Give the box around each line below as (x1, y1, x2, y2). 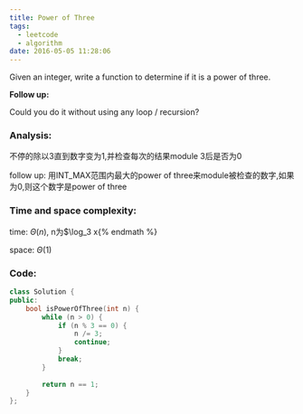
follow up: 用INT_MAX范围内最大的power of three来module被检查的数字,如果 (9, 170, 295, 181)
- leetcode (17, 30, 59, 39)
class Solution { (9, 287, 75, 296)
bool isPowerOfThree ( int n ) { (25, 304, 140, 313)
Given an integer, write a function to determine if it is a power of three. (9, 71, 271, 82)
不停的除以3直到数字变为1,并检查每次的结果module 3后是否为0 (9, 151, 242, 162)
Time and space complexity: (9, 204, 137, 217)
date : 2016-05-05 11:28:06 (9, 47, 111, 56)
